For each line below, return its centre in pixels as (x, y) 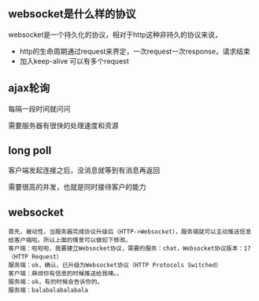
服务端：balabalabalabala (48, 290)
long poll (30, 150)
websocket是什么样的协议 (72, 14)
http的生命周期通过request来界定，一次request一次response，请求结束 (135, 51)
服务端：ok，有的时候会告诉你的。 (56, 282)
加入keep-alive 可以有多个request (74, 61)
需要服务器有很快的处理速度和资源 (63, 125)
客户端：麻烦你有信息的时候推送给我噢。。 (65, 273)
